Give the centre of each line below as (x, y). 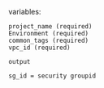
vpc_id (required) (39, 48)
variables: (25, 12)
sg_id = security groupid (52, 76)
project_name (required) (50, 27)
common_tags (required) (49, 40)
